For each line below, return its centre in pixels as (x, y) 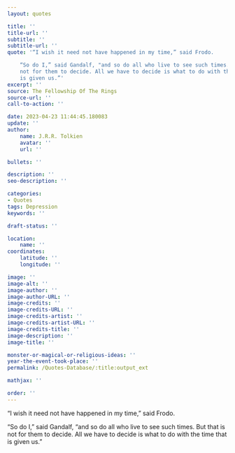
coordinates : (26, 252)
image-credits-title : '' (43, 329)
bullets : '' (24, 162)
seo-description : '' (37, 181)
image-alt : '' (28, 284)
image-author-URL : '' (39, 297)
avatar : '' (36, 143)
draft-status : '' (33, 226)
